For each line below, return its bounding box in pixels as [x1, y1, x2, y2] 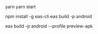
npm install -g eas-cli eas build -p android [5, 13, 92, 19]
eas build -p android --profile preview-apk [5, 23, 93, 29]
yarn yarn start [5, 4, 36, 9]
